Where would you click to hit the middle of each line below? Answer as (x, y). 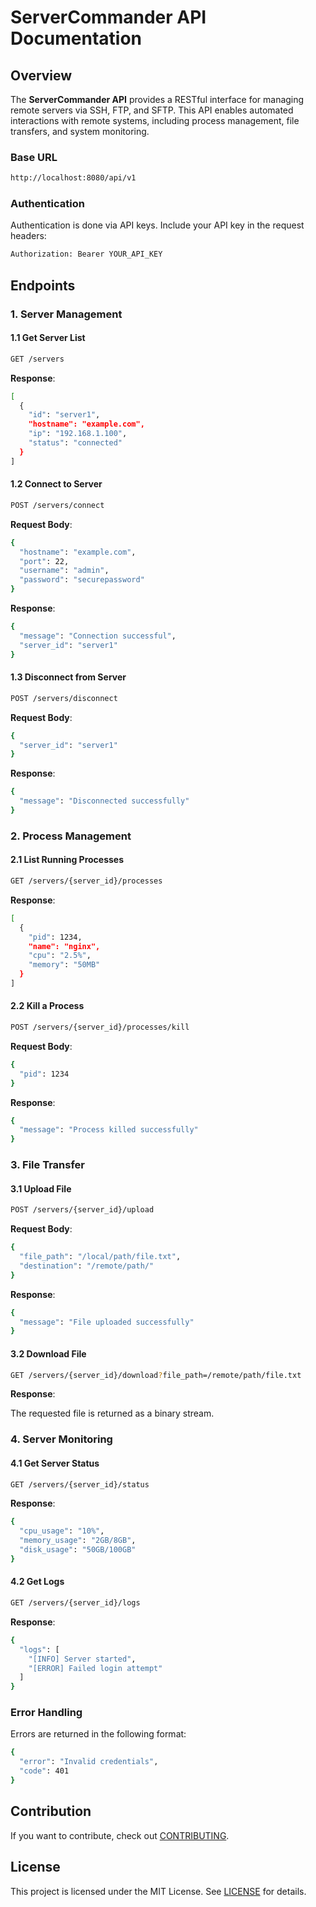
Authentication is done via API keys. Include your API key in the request (157, 225)
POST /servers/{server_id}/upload (82, 1210)
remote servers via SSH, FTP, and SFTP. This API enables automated (152, 110)
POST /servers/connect (57, 505)
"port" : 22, (44, 561)
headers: (28, 236)
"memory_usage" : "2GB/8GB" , (78, 1541)
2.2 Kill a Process (47, 1006)
